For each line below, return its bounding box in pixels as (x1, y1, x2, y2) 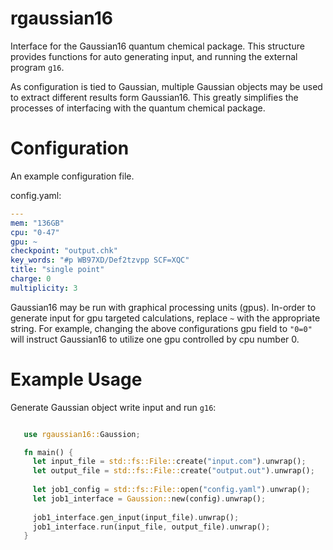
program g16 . (10, 61, 65, 73)
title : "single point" (10, 265, 105, 275)
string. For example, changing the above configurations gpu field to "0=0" (10, 322, 313, 334)
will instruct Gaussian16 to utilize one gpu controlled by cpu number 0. (10, 333, 300, 345)
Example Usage (10, 368, 143, 391)
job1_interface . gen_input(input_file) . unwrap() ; (32, 512, 240, 522)
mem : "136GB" (10, 218, 65, 228)
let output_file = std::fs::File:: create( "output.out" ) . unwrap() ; (32, 466, 315, 476)
